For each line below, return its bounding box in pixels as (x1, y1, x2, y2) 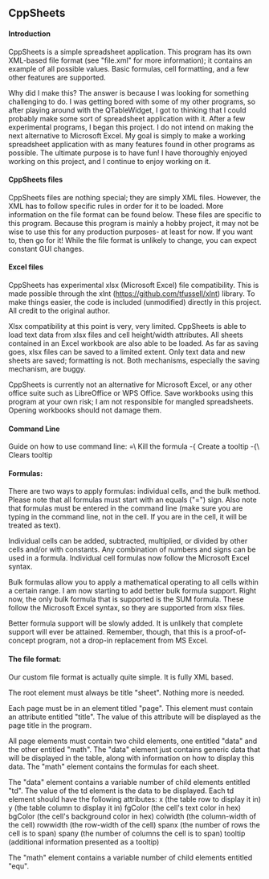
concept (8, 635, 36, 646)
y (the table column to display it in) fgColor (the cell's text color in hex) (8, 803, 242, 812)
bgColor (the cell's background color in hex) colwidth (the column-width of (8, 811, 257, 821)
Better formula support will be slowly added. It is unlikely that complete (8, 618, 243, 628)
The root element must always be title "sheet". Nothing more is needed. (8, 688, 245, 697)
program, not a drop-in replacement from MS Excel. (37, 635, 209, 646)
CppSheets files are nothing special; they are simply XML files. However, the (8, 192, 261, 202)
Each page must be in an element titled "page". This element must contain (8, 703, 254, 713)
